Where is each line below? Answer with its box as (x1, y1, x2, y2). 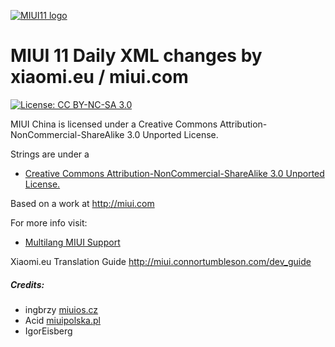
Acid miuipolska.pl (24, 314, 101, 326)
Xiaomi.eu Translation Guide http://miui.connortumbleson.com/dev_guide (10, 255, 312, 267)
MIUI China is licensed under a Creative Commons (10, 118, 218, 130)
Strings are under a (10, 148, 90, 160)
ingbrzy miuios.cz (24, 303, 99, 315)
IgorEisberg (24, 325, 73, 337)
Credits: (10, 278, 45, 290)
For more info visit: (10, 216, 88, 229)
